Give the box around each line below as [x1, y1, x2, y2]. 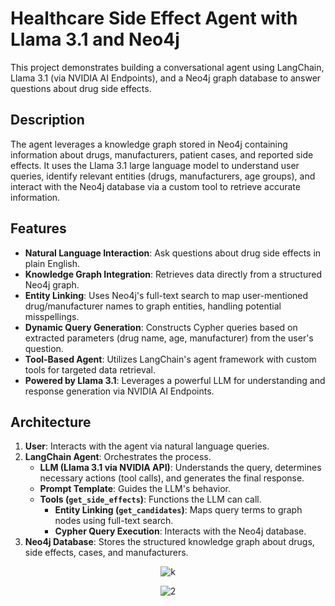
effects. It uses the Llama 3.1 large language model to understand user [10, 159, 300, 171]
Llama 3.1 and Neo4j [10, 28, 180, 51]
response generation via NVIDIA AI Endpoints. [24, 385, 215, 397]
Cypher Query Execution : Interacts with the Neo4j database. [54, 525, 307, 537]
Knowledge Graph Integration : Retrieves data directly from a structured [24, 268, 322, 280]
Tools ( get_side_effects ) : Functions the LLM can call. [39, 493, 262, 506]
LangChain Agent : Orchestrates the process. [24, 451, 212, 463]
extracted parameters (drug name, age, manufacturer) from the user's [24, 332, 314, 344]
